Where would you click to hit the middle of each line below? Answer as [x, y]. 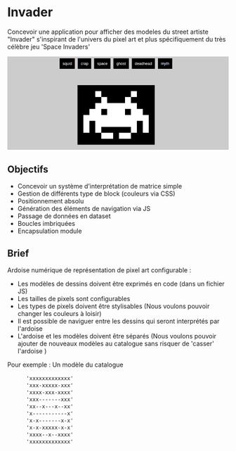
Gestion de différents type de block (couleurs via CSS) [96, 193]
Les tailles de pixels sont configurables [74, 299]
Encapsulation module [50, 231]
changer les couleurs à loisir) [59, 314]
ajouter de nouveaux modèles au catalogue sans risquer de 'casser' [116, 344]
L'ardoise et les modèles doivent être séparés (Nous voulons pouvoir [117, 336]
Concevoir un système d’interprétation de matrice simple [100, 186]
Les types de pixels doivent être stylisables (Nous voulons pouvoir [113, 306]
